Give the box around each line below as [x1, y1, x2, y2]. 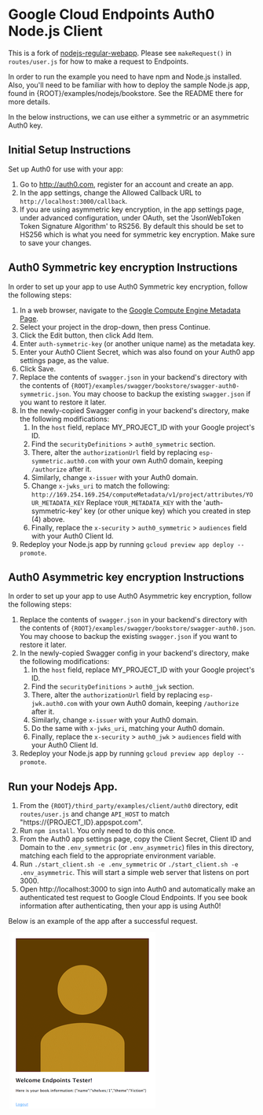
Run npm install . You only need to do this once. [19, 826, 176, 836]
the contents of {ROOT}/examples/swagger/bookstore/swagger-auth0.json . [19, 623, 256, 633]
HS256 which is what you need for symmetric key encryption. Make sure [19, 230, 255, 239]
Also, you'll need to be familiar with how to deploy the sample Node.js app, [8, 80, 250, 90]
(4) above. [31, 514, 65, 524]
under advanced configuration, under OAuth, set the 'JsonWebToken [19, 212, 241, 222]
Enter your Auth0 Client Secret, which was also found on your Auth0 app [19, 347, 255, 356]
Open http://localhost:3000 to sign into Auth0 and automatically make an [19, 884, 255, 894]
